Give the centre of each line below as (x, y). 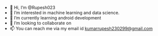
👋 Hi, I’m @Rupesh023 (32, 8)
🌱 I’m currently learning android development (55, 18)
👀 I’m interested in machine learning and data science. (65, 13)
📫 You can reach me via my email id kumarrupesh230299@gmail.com (81, 28)
